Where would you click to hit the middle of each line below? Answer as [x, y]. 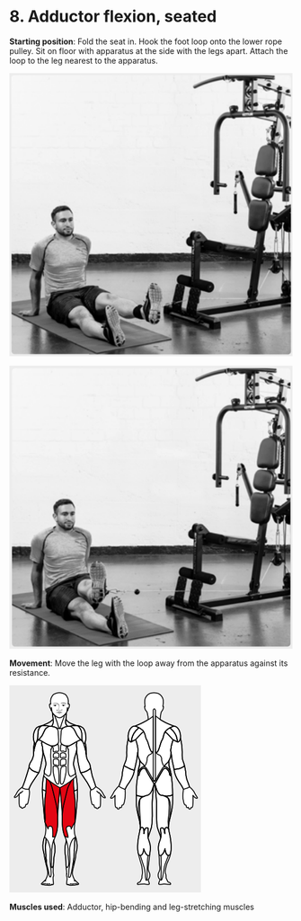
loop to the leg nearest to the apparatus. [84, 60]
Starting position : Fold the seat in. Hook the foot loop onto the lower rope [146, 41]
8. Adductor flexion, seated [113, 17]
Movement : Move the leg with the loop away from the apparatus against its [149, 663]
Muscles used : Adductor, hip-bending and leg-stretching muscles [132, 907]
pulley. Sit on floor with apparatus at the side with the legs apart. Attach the [149, 50]
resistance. [30, 672]
